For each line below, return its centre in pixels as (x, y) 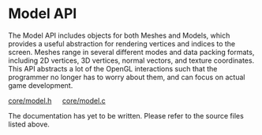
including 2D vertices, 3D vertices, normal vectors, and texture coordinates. (131, 60)
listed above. (29, 124)
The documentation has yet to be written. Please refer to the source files (126, 115)
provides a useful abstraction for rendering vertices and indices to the (122, 43)
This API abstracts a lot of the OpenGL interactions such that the (113, 68)
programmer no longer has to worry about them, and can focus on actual (127, 77)
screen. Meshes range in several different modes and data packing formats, (131, 52)
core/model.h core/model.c (57, 100)
